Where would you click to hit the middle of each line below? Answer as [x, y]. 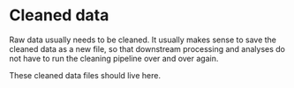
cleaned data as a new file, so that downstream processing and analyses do [147, 48]
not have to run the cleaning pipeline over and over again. [114, 58]
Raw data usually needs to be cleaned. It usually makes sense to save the [143, 40]
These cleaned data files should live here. [85, 75]
